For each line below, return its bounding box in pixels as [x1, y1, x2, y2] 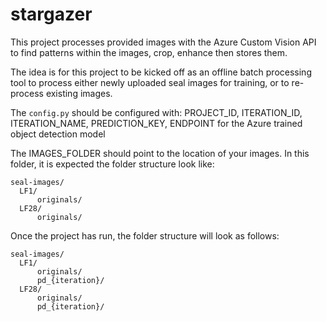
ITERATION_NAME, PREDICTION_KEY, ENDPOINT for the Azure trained [10, 117, 303, 129]
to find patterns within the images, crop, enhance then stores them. [10, 46, 288, 58]
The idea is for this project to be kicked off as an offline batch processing [10, 66, 312, 78]
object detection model [10, 128, 106, 140]
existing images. [45, 87, 113, 99]
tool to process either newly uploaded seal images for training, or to [10, 76, 290, 88]
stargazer [10, 3, 93, 26]
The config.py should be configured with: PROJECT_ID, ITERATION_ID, [10, 106, 303, 118]
